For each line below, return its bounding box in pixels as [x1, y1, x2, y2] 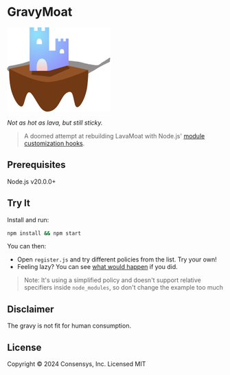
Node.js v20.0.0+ [7, 177, 56, 186]
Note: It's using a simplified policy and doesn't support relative [23, 276, 201, 284]
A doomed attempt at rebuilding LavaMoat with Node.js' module [23, 131, 205, 140]
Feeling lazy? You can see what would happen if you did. [16, 263, 179, 271]
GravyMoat [7, 4, 73, 20]
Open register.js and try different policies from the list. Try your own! [16, 255, 218, 264]
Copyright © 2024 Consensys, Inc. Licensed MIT [7, 360, 146, 368]
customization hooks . [23, 139, 85, 147]
